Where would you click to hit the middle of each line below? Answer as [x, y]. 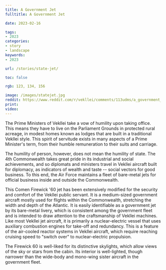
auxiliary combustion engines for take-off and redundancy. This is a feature [82, 226]
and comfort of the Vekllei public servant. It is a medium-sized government [81, 194]
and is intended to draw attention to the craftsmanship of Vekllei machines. [81, 216]
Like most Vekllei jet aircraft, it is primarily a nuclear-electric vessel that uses [83, 221]
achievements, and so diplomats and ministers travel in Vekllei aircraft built [81, 164]
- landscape [17, 50]
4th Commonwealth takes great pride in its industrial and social [69, 159]
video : [12, 109]
